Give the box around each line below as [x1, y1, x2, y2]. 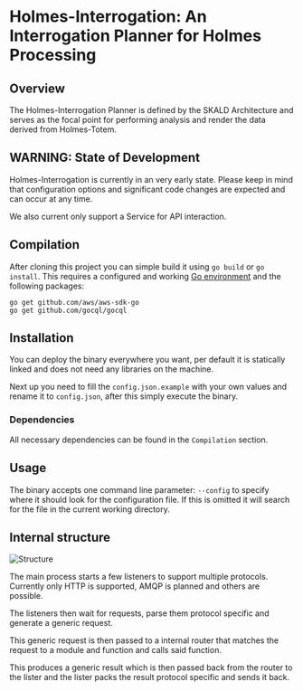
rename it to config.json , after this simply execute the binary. [9, 391, 238, 402]
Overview [9, 80, 66, 96]
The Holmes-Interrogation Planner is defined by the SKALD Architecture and [9, 105, 294, 115]
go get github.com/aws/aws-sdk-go [9, 298, 140, 307]
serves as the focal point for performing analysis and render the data [9, 115, 266, 125]
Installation [9, 330, 74, 345]
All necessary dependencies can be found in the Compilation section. [9, 434, 269, 445]
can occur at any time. [9, 193, 93, 204]
